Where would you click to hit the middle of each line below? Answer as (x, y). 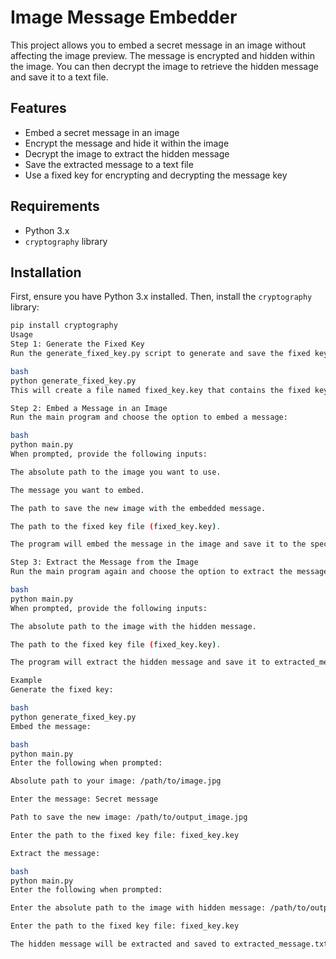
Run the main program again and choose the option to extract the (151, 572)
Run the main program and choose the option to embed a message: (149, 417)
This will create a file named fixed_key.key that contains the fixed (160, 390)
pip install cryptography (64, 326)
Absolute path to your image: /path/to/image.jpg (116, 781)
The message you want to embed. (77, 490)
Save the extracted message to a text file (109, 164)
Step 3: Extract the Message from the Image (104, 562)
